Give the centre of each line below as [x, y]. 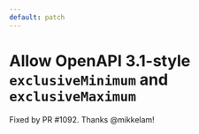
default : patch [37, 17]
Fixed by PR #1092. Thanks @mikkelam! [82, 119]
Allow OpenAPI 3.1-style [100, 60]
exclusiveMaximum [73, 97]
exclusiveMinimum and [89, 79]
